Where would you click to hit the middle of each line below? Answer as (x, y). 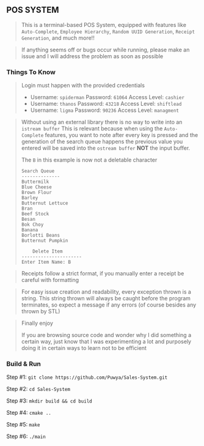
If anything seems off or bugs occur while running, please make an (105, 50)
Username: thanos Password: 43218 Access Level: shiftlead (106, 104)
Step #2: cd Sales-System (38, 389)
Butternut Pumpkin (45, 241)
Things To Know (31, 72)
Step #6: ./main (26, 436)
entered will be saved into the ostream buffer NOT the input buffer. (106, 148)
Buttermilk (35, 182)
